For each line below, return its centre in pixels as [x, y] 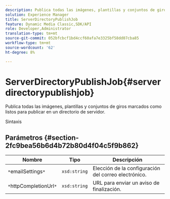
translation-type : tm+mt [31, 33]
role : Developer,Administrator [38, 29]
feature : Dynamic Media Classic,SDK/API [49, 24]
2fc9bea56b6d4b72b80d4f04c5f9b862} [72, 146]
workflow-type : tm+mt [28, 43]
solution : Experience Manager [37, 15]
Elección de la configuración [126, 169]
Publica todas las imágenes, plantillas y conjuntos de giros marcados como [83, 106]
